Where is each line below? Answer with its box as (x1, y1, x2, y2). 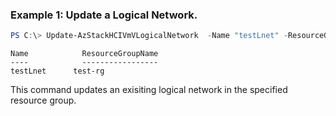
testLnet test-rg (10, 66, 105, 77)
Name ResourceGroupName (10, 49, 159, 59)
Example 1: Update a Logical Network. (10, 8, 198, 22)
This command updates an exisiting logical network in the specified (10, 84, 288, 96)
